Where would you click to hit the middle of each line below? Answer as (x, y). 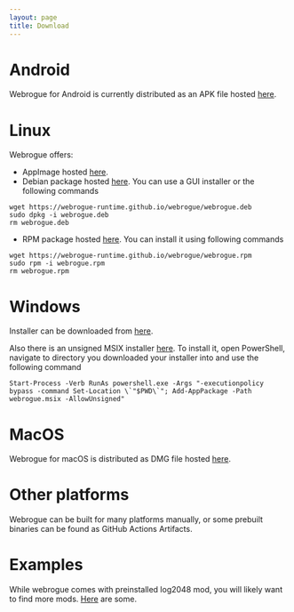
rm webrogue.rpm (39, 271)
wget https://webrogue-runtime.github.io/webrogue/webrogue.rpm (131, 256)
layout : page (33, 17)
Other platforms (69, 495)
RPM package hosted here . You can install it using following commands (153, 239)
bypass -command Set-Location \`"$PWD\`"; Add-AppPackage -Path (131, 391)
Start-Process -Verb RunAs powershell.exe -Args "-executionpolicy (137, 383)
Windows (45, 306)
